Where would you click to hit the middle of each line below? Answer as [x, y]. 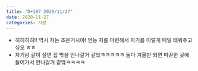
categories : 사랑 [26, 22]
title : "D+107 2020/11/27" [40, 12]
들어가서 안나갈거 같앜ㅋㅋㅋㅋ [50, 62]
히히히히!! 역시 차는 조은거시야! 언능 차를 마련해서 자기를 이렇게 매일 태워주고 [103, 40]
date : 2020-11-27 [28, 17]
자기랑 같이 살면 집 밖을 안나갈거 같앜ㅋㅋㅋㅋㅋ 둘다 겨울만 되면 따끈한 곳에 [102, 55]
